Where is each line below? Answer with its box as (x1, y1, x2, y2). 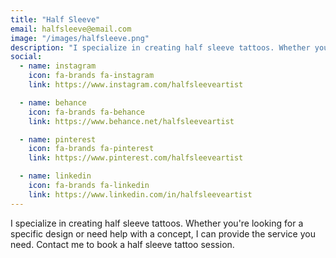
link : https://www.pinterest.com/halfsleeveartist (28, 153, 244, 163)
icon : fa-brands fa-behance (28, 107, 145, 117)
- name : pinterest (19, 134, 97, 145)
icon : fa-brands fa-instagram (28, 71, 155, 81)
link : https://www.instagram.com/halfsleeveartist (28, 80, 244, 90)
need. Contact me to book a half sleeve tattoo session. (10, 238, 235, 250)
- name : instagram (19, 61, 97, 71)
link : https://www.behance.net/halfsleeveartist (28, 116, 235, 126)
